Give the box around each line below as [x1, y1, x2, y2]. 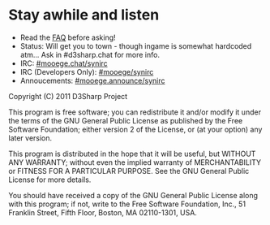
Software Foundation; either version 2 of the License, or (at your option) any [8, 124, 263, 134]
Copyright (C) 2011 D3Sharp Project [8, 91, 128, 101]
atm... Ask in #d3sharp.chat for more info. [19, 50, 161, 59]
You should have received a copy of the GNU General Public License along [8, 190, 258, 200]
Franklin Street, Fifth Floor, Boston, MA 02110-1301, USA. [8, 207, 197, 217]
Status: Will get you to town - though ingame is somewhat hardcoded [19, 41, 252, 50]
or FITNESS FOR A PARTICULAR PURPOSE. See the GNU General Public [8, 166, 250, 175]
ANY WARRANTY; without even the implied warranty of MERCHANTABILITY [8, 157, 262, 167]
